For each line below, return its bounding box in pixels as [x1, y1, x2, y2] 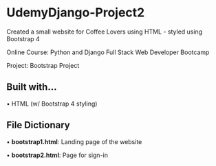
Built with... [6, 81, 57, 93]
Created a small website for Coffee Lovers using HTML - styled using [6, 27, 203, 36]
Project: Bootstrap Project [6, 61, 80, 69]
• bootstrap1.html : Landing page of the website [6, 137, 142, 145]
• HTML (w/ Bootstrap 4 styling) [6, 99, 98, 108]
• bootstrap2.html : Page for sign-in [6, 151, 108, 159]
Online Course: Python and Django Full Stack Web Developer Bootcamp [6, 48, 210, 56]
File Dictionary [6, 119, 70, 131]
